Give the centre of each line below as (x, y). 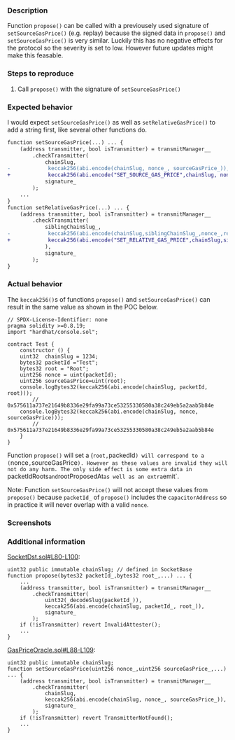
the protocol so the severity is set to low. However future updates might (110, 48)
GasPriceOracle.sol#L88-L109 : (51, 650)
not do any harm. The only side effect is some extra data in (100, 469)
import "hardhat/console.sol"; (53, 332)
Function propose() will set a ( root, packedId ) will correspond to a (106, 455)
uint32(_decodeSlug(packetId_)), (93, 600)
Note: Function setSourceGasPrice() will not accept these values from (108, 489)
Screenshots (29, 522)
